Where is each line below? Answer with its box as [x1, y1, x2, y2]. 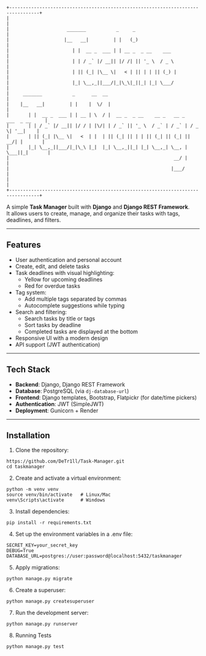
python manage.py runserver [6, 621, 78, 627]
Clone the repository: [15, 447, 69, 454]
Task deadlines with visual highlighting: [15, 269, 115, 276]
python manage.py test [6, 644, 64, 650]
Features [6, 240, 41, 250]
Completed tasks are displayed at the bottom [24, 328, 138, 335]
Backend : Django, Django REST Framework [15, 380, 126, 388]
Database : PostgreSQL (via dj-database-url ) [15, 387, 129, 395]
